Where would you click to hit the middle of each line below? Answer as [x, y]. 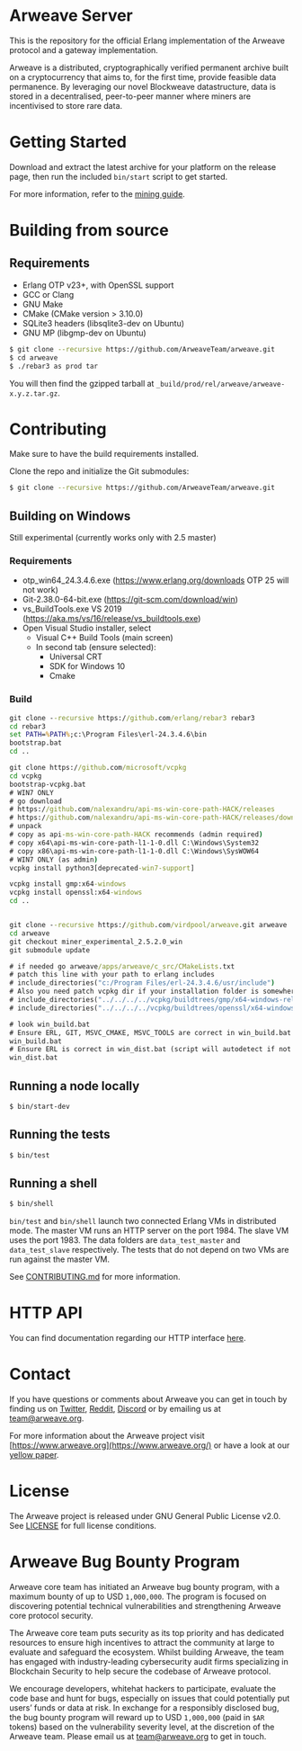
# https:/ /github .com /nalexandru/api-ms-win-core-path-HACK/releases [142, 809]
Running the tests [60, 1135]
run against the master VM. [60, 1259]
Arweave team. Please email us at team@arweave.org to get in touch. [138, 1737]
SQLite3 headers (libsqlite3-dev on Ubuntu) [103, 323]
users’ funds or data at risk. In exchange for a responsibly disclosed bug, [144, 1708]
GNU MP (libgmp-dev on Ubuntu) [84, 333]
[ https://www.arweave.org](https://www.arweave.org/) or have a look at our [150, 1445]
